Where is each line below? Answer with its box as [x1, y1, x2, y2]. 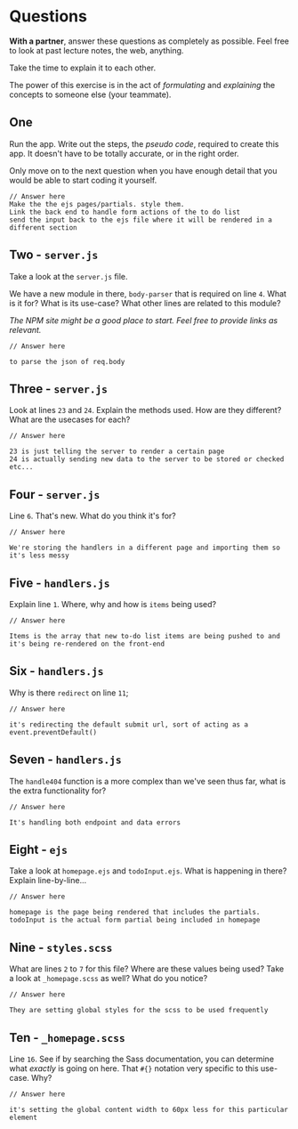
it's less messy [9, 551, 69, 560]
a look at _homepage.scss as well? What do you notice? [9, 973, 208, 984]
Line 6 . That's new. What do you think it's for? [9, 510, 176, 522]
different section [9, 223, 77, 232]
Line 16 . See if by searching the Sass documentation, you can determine [9, 1053, 274, 1065]
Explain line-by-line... [9, 875, 87, 886]
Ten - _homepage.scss [9, 1030, 126, 1045]
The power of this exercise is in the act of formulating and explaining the [9, 79, 276, 90]
